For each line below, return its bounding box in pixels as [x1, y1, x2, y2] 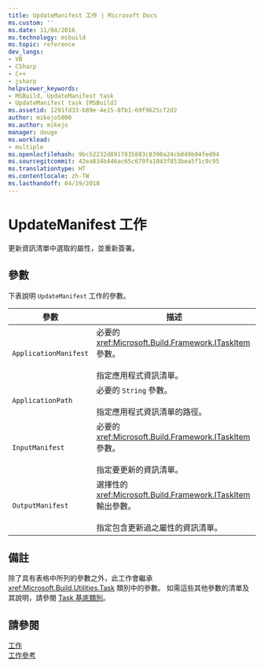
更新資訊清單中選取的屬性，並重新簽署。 [8, 243, 139, 252]
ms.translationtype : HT [8, 165, 86, 173]
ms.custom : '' [8, 19, 55, 27]
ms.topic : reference [8, 41, 76, 49]
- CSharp [8, 63, 37, 71]
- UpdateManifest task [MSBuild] [8, 99, 118, 107]
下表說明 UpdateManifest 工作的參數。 [8, 291, 131, 300]
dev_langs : [8, 48, 44, 56]
